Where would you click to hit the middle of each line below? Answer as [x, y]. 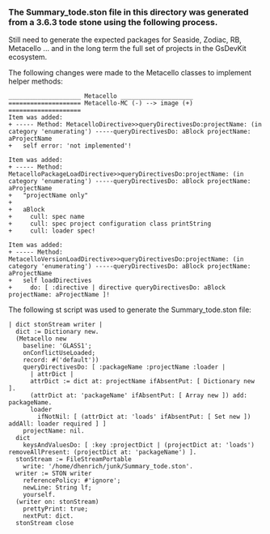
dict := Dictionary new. [57, 332]
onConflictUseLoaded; [59, 353]
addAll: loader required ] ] [57, 424]
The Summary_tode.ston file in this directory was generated [129, 12]
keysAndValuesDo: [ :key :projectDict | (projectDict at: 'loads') [139, 445]
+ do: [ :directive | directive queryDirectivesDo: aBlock [117, 288]
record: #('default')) [61, 360]
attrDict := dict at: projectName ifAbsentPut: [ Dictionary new [142, 382]
